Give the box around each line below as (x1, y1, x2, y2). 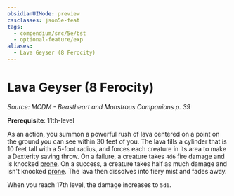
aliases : (7, 43, 33, 50)
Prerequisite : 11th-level (7, 116, 75, 125)
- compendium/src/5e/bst (13, 29, 86, 37)
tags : (7, 23, 23, 30)
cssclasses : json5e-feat (7, 17, 80, 24)
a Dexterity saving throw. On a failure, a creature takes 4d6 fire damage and (7, 152, 225, 160)
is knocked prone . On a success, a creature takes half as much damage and (7, 159, 227, 168)
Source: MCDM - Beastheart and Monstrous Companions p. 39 (7, 102, 191, 111)
